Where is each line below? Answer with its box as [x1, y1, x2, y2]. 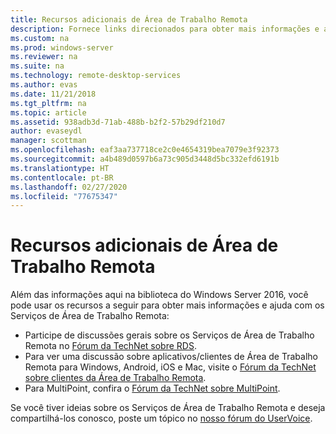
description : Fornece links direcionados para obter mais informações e [10, 24, 320, 34]
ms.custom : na [10, 33, 70, 43]
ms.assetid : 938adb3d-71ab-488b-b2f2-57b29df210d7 [10, 117, 226, 127]
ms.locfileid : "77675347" [10, 191, 118, 201]
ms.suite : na [10, 61, 65, 71]
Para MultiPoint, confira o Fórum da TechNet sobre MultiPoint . [24, 382, 281, 395]
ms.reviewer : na [10, 52, 78, 62]
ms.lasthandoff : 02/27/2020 [10, 182, 128, 192]
